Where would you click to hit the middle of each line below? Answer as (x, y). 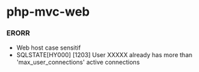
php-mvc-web (48, 12)
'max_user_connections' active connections (78, 62)
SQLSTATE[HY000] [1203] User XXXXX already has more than (104, 55)
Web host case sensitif (49, 48)
